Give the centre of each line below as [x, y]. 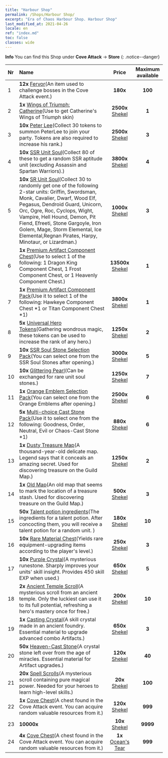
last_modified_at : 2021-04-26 [37, 24]
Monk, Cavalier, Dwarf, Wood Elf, [58, 198]
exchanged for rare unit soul [52, 377]
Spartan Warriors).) [42, 171]
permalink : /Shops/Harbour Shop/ [40, 15]
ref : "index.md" [22, 33]
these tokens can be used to [52, 335]
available [148, 75]
